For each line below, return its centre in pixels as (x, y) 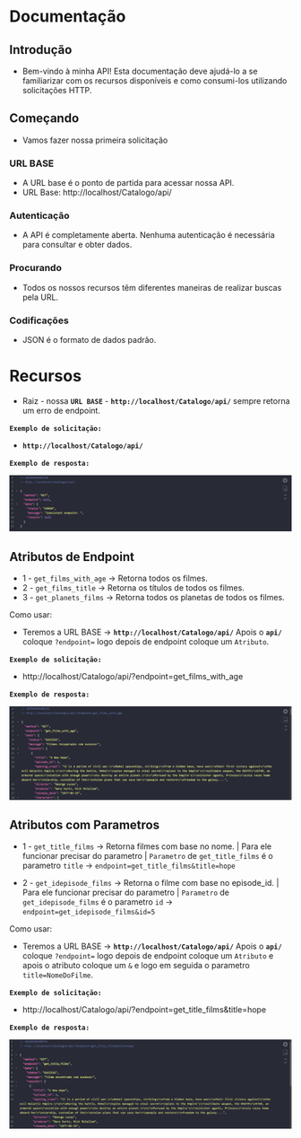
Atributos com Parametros (84, 824)
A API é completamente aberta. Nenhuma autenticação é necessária (148, 235)
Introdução (41, 50)
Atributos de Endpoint (72, 557)
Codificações (39, 320)
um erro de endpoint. (61, 410)
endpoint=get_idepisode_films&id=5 (89, 913)
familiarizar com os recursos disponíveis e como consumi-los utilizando (155, 81)
